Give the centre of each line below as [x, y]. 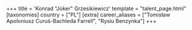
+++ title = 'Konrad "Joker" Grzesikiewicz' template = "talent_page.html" [96, 9]
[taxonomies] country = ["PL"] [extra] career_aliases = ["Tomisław [88, 15]
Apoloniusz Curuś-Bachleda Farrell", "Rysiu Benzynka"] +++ [82, 21]
